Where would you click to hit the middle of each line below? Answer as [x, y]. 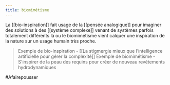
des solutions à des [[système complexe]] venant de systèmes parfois [80, 30]
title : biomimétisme [27, 10]
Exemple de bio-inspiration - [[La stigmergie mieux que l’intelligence [90, 51]
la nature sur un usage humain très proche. [51, 41]
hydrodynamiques [37, 67]
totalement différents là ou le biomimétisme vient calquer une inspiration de [85, 35]
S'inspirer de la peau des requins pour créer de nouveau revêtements [91, 61]
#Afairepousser [22, 77]
